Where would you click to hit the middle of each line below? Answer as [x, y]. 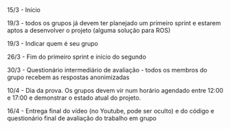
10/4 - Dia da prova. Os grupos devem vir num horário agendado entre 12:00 [115, 90]
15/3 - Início [24, 10]
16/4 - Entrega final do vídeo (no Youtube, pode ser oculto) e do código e [111, 111]
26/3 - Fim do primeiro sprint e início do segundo [77, 57]
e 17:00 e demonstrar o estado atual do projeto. [74, 98]
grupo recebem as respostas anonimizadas [68, 77]
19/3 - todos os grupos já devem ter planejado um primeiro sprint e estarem [114, 23]
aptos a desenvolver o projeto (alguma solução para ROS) [89, 30]
